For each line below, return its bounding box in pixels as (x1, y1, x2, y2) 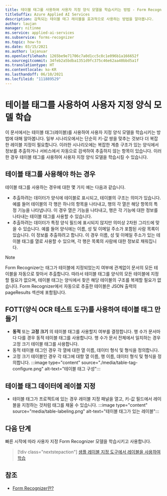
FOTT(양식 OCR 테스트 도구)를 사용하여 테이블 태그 (5, 305, 153, 313)
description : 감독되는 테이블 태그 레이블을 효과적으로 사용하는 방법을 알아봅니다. (5, 16, 154, 21)
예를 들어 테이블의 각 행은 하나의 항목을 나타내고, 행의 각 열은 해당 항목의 (12, 201, 153, 207)
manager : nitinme (5, 26, 41, 31)
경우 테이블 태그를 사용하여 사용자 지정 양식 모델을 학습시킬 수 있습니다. (10, 154, 148, 160)
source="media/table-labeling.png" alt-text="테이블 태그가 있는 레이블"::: (12, 408, 160, 415)
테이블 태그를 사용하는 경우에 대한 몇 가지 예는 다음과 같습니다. (5, 184, 126, 190)
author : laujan (5, 21, 37, 26)
